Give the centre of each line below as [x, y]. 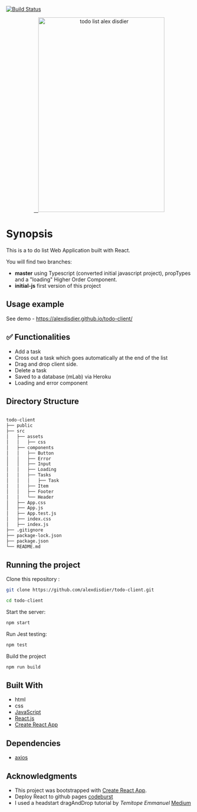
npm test [17, 645]
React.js [24, 719]
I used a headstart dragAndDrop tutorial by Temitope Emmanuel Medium [103, 803]
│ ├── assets [25, 437]
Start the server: [26, 612]
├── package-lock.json [34, 535]
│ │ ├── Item [27, 486]
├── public [19, 426]
